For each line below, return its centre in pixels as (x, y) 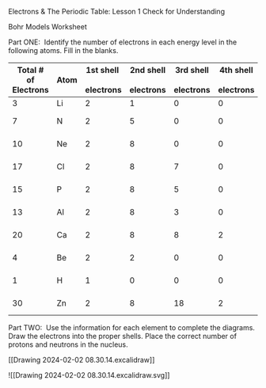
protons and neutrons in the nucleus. (68, 344)
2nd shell (148, 70)
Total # (30, 70)
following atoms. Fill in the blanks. (63, 50)
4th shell (236, 70)
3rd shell (192, 70)
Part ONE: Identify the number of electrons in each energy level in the (123, 42)
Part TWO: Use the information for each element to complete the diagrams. (132, 327)
